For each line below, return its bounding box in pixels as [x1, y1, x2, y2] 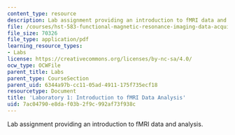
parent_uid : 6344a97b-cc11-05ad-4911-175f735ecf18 [7, 81, 158, 88]
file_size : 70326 [7, 29, 58, 37]
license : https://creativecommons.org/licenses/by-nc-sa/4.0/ [7, 56, 192, 63]
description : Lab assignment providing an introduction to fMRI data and [7, 17, 227, 24]
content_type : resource [7, 10, 77, 17]
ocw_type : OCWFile [7, 62, 61, 69]
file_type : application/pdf [7, 36, 90, 43]
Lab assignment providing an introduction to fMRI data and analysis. [7, 120, 204, 128]
